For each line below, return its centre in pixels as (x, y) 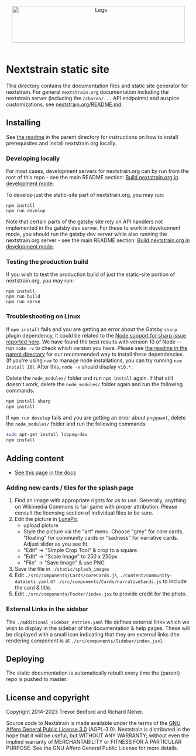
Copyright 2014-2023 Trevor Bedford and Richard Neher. (75, 712)
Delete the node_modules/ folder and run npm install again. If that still (90, 378)
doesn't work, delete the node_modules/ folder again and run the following (94, 384)
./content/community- (146, 576)
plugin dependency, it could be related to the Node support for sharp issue (96, 335)
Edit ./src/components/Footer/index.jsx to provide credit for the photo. (101, 594)
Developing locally (33, 158)
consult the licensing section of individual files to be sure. (84, 513)
